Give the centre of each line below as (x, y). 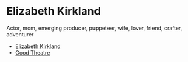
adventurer (20, 34)
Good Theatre (33, 52)
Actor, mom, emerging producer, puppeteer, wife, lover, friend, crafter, (94, 28)
